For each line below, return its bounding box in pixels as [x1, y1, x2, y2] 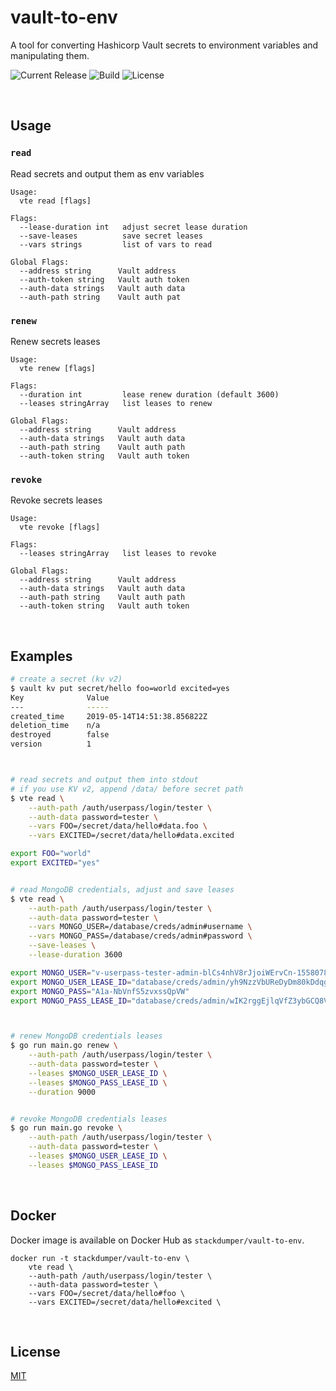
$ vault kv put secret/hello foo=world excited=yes [10, 683, 230, 693]
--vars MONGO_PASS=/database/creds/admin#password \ [28, 931, 253, 941]
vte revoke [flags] [19, 522, 101, 533]
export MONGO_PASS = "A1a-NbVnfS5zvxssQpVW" [10, 986, 190, 996]
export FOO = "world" [10, 849, 92, 859]
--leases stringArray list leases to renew [19, 398, 213, 408]
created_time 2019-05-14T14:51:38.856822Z [10, 711, 208, 721]
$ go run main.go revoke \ [10, 1123, 123, 1133]
